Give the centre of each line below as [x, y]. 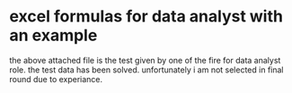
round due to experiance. [56, 79]
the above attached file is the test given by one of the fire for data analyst [145, 60]
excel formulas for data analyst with [146, 17]
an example [53, 35]
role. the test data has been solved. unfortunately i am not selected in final [146, 70]
